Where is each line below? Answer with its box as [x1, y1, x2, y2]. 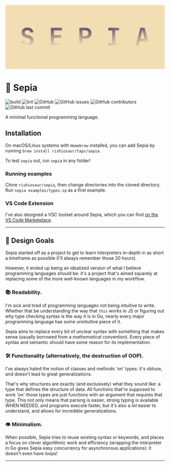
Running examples [5, 170, 52, 177]
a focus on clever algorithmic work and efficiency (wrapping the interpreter [5, 440, 162, 446]
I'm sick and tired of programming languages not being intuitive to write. [5, 302, 156, 308]
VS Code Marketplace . [5, 216, 53, 223]
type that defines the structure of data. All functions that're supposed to [5, 386, 155, 392]
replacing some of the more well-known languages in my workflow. [5, 276, 145, 282]
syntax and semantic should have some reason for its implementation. [5, 339, 151, 345]
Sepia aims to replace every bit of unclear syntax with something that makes [5, 328, 164, 334]
